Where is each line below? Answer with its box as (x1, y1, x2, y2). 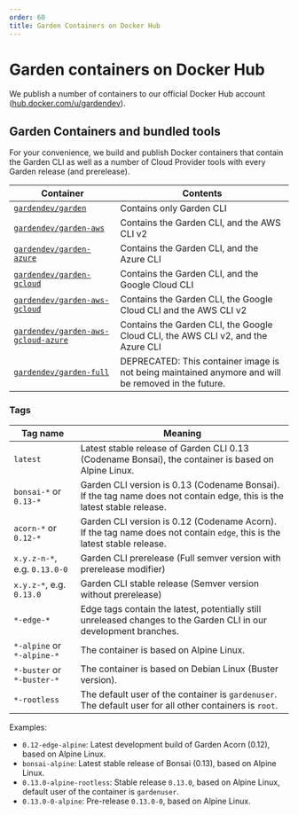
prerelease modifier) (80, 562, 166, 575)
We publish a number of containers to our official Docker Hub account (9, 89, 266, 99)
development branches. (80, 624, 179, 637)
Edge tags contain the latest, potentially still (80, 602, 262, 615)
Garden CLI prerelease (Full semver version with (80, 552, 281, 564)
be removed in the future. (120, 378, 226, 390)
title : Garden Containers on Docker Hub (9, 21, 161, 30)
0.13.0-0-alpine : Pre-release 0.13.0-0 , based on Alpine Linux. (21, 795, 251, 806)
